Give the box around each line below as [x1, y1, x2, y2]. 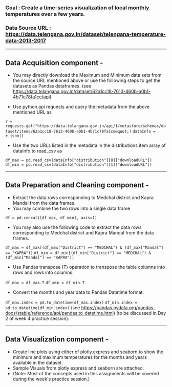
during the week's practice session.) [12, 376, 90, 382]
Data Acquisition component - [5, 58, 103, 67]
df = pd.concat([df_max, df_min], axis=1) [5, 215, 97, 220]
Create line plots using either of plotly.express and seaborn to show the [12, 349, 164, 355]
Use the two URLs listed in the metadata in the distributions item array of [12, 142, 166, 148]
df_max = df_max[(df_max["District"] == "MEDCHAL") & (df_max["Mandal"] [5, 245, 164, 250]
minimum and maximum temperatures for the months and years [12, 354, 147, 360]
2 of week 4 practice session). [5, 315, 70, 321]
